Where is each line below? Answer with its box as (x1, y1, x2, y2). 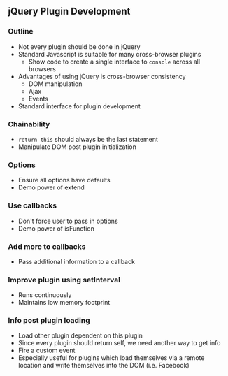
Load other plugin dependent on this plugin (17, 331, 143, 340)
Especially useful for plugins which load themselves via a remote (17, 354, 205, 362)
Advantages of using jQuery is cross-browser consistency (17, 72, 186, 80)
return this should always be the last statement (17, 135, 158, 143)
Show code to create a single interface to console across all (28, 57, 201, 66)
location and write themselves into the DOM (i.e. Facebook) (17, 361, 190, 370)
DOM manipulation (28, 80, 83, 88)
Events (28, 94, 48, 103)
